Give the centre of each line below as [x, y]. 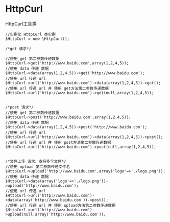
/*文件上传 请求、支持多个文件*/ [36, 161]
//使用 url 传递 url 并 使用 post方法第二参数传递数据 [58, 142]
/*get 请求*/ [18, 49]
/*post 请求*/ [20, 107]
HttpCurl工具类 [21, 24]
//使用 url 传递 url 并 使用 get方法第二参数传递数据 [57, 88]
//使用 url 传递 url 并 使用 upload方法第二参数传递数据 [60, 205]
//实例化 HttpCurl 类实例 [31, 34]
